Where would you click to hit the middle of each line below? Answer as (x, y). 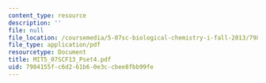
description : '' (35, 23)
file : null (26, 30)
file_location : (33, 38)
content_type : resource (47, 15)
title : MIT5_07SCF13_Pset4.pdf (60, 60)
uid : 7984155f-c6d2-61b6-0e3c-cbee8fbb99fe (81, 67)
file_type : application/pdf (55, 45)
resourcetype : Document (47, 52)
